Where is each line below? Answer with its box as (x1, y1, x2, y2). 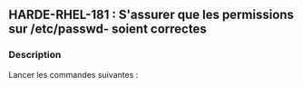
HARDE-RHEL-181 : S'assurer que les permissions (8, 7, 294, 23)
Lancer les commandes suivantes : (8, 69, 139, 80)
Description (8, 49, 62, 62)
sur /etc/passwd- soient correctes (8, 22, 207, 37)
